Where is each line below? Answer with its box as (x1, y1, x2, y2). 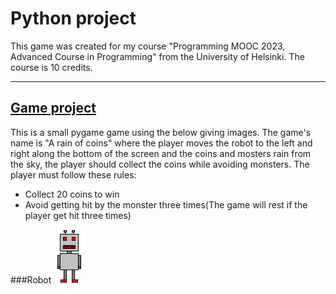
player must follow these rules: (10, 168, 137, 181)
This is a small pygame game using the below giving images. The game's (10, 126, 312, 138)
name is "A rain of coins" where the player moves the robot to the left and (10, 137, 313, 149)
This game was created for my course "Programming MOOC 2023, (10, 40, 286, 52)
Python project (10, 7, 137, 30)
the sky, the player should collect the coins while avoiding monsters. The (10, 158, 310, 170)
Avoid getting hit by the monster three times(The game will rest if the (24, 198, 308, 211)
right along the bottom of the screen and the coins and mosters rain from (10, 147, 312, 159)
